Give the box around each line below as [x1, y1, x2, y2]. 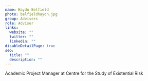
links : [5, 25, 18, 30]
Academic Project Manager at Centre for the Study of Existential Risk [5, 70, 144, 76]
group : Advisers [5, 16, 38, 21]
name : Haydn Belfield [5, 7, 49, 12]
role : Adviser [5, 20, 34, 26]
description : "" [9, 57, 42, 62]
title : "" [9, 52, 29, 58]
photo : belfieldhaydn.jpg [5, 12, 57, 17]
